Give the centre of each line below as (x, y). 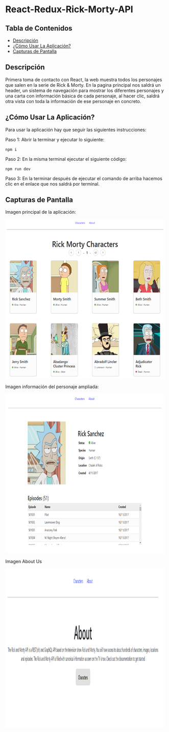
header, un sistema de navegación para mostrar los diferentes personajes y (85, 90)
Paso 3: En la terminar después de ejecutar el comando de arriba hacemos (84, 178)
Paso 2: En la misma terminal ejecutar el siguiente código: (66, 159)
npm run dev (18, 169)
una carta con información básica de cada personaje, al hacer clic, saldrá (82, 96)
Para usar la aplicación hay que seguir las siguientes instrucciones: (76, 130)
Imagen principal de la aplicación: (41, 212)
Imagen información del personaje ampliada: (52, 387)
